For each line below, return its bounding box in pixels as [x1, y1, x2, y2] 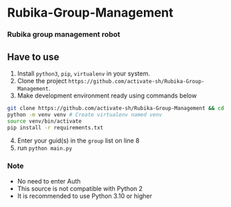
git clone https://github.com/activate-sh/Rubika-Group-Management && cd [7, 105, 225, 111]
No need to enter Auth [17, 177, 81, 185]
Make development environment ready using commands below [17, 91, 197, 100]
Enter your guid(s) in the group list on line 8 [17, 136, 140, 145]
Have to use [7, 51, 59, 63]
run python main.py [17, 144, 73, 152]
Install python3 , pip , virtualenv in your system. [17, 69, 151, 78]
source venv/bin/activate [7, 118, 82, 125]
